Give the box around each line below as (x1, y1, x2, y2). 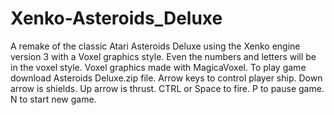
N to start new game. (10, 93, 97, 105)
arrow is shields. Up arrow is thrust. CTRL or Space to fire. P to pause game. (10, 82, 325, 94)
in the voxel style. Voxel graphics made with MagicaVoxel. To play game (10, 61, 307, 73)
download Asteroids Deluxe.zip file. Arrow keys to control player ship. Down (10, 72, 323, 84)
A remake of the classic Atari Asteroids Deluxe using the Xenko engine (10, 40, 301, 52)
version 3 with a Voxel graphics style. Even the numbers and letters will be (10, 50, 317, 62)
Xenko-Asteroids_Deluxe (10, 7, 223, 30)
